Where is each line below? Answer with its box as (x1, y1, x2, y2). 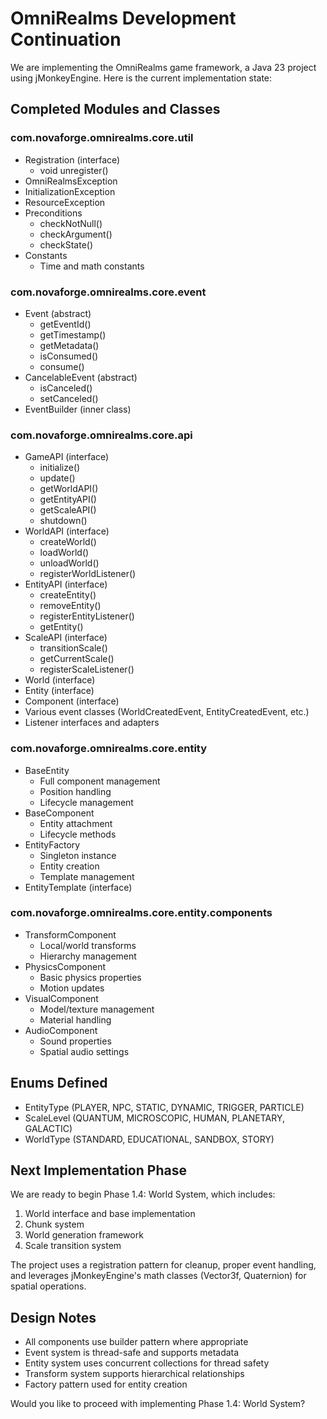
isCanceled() (39, 382, 93, 394)
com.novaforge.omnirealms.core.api (10, 428, 193, 442)
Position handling (39, 785, 112, 797)
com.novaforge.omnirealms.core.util (10, 131, 194, 145)
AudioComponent (24, 1024, 98, 1036)
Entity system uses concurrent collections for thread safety (24, 1357, 270, 1369)
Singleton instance (39, 849, 117, 861)
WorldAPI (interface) (24, 525, 110, 537)
